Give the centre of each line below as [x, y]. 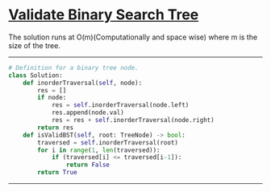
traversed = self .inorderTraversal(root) [108, 142]
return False [88, 165]
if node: [52, 98]
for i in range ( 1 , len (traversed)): [99, 150]
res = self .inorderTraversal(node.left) [120, 105]
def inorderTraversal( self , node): [83, 83]
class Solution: [35, 75]
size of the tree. [34, 45]
